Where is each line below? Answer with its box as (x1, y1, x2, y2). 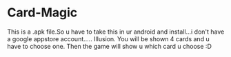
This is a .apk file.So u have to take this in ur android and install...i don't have (7, 27, 225, 36)
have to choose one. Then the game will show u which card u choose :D (7, 42, 212, 50)
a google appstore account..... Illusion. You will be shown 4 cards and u (7, 34, 210, 43)
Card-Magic (7, 5, 78, 21)
